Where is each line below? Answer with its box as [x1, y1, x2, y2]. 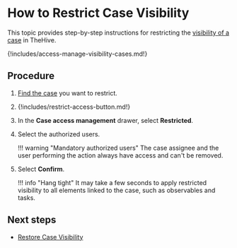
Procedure [7, 70, 55, 82]
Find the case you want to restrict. [17, 88, 118, 97]
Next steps [7, 214, 57, 226]
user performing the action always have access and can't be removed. [17, 150, 224, 160]
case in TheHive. [7, 35, 57, 44]
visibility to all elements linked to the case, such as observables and [17, 186, 216, 194]
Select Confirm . [17, 165, 65, 173]
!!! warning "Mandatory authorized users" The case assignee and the [17, 143, 219, 152]
